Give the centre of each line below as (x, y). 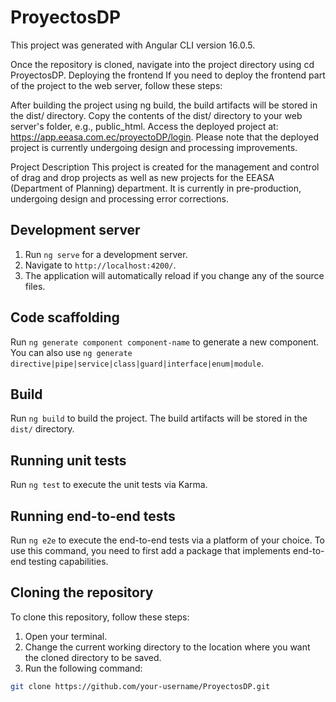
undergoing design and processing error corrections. (120, 198)
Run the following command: (83, 668)
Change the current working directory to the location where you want (167, 647)
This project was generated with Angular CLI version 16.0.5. (133, 45)
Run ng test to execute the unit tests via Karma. (109, 485)
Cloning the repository (82, 592)
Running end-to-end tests (93, 516)
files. (35, 286)
